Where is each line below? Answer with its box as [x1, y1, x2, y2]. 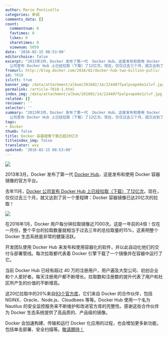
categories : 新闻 [5, 12, 40, 17]
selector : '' [5, 105, 32, 110]
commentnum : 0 [9, 26, 39, 31]
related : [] [5, 96, 30, 101]
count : [5, 21, 19, 27]
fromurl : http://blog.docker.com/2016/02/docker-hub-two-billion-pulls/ [5, 68, 160, 73]
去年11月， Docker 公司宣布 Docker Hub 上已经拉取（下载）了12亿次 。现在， [5, 188, 161, 194]
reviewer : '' [5, 101, 32, 106]
